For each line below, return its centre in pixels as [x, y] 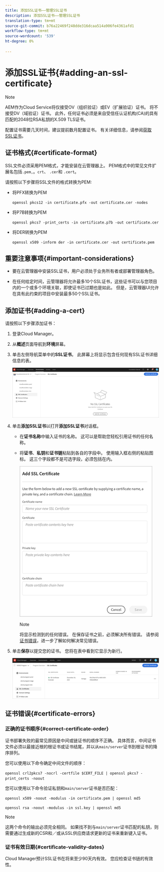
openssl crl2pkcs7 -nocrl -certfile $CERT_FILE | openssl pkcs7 [72, 773]
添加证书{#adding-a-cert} [45, 311]
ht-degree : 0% [20, 42]
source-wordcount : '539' [30, 36]
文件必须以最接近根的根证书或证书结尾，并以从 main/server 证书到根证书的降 [81, 746]
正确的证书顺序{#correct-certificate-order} [57, 729]
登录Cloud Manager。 [34, 334]
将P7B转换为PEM [29, 212]
